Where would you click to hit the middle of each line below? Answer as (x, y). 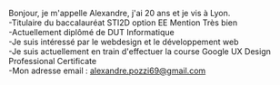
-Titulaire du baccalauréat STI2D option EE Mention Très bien (123, 23)
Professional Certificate (53, 61)
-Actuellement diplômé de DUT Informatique (91, 32)
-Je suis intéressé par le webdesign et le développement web (124, 42)
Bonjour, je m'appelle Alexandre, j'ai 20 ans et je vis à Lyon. (120, 13)
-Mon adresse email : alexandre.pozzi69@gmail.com (107, 71)
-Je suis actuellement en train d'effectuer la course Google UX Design (140, 52)
